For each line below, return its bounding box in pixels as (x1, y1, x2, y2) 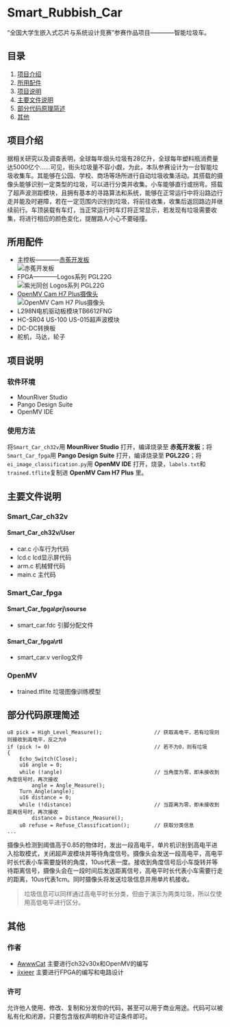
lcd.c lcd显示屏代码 (16, 553, 72, 561)
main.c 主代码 (16, 570, 56, 579)
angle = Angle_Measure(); (31, 782, 106, 789)
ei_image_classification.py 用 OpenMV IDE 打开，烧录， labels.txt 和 (7, 460, 206, 468)
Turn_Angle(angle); (19, 788, 75, 795)
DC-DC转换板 (16, 324, 56, 333)
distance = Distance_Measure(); (31, 814, 125, 822)
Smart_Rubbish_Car (7, 5, 123, 21)
